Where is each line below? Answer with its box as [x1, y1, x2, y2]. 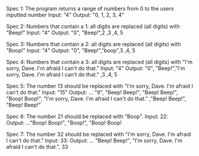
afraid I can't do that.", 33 [6, 144, 68, 150]
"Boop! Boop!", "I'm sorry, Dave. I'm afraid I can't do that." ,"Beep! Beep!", [6, 95, 187, 102]
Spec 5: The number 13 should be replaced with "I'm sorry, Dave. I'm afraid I [6, 82, 193, 90]
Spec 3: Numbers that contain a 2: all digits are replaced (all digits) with [6, 41, 181, 47]
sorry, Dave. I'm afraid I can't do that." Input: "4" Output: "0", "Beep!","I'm [6, 65, 185, 72]
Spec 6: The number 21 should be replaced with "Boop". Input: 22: [6, 113, 168, 120]
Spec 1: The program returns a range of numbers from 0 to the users [6, 5, 174, 12]
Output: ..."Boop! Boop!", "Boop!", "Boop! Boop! [6, 119, 122, 126]
